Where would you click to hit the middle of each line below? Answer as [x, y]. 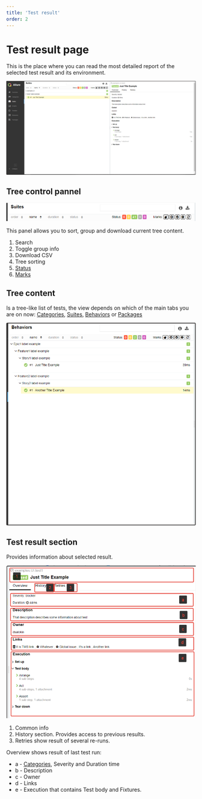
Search [24, 243]
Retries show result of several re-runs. [62, 741]
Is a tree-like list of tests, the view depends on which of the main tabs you [98, 308]
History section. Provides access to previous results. [80, 734]
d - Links [26, 783]
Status [23, 268]
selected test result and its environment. [56, 73]
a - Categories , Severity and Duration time [67, 764]
